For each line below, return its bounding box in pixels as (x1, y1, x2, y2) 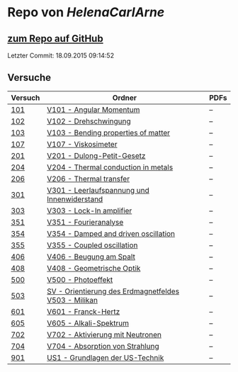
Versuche (7, 72, 52, 84)
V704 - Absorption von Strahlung (47, 341, 159, 351)
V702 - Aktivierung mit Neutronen (47, 329, 161, 339)
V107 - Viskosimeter (47, 139, 118, 149)
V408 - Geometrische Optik (47, 263, 141, 273)
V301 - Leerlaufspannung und (47, 185, 150, 195)
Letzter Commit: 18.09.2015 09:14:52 (7, 51, 115, 60)
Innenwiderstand (47, 194, 103, 204)
